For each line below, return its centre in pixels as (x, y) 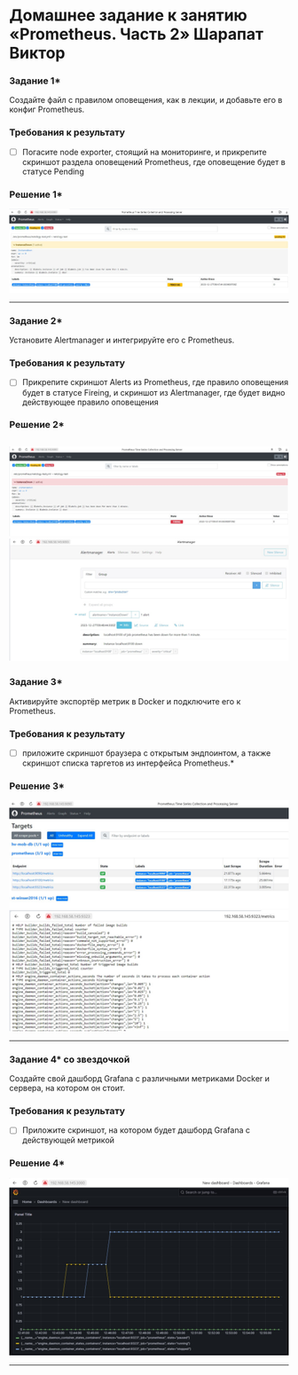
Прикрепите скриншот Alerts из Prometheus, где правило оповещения (155, 382)
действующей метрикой (68, 1140)
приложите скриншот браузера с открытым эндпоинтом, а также (146, 753)
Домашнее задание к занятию (129, 16)
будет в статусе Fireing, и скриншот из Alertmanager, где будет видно (153, 392)
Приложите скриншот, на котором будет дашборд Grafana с (136, 1130)
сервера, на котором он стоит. (67, 1088)
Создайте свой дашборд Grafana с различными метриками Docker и (140, 1078)
